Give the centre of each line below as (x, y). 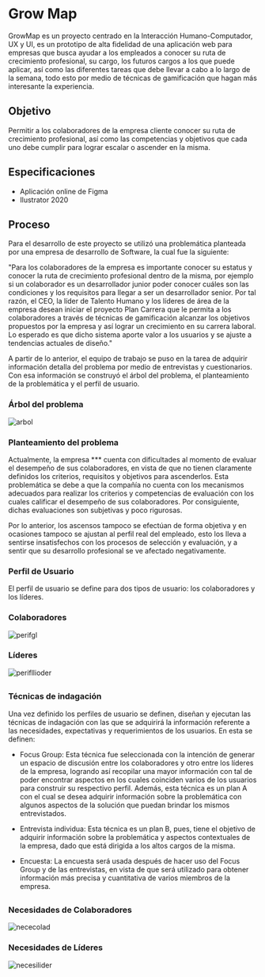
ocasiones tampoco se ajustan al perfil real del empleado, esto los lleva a (127, 534)
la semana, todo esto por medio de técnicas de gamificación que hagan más (132, 78)
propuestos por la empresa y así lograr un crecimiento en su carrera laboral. (132, 327)
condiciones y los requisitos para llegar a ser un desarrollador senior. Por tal (132, 293)
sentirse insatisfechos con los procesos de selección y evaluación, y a (123, 542)
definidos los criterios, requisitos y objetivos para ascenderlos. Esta (119, 476)
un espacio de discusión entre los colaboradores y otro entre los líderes (136, 763)
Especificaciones (52, 172)
